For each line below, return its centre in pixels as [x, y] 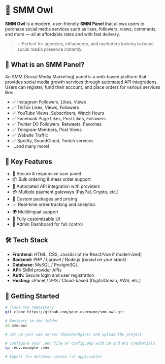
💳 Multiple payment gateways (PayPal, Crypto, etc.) [66, 192]
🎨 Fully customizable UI [36, 219]
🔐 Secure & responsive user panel [47, 173]
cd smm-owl [16, 325]
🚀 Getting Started [32, 296]
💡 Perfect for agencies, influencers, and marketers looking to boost [85, 43]
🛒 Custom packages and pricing [45, 199]
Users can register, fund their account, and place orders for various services [83, 87]
